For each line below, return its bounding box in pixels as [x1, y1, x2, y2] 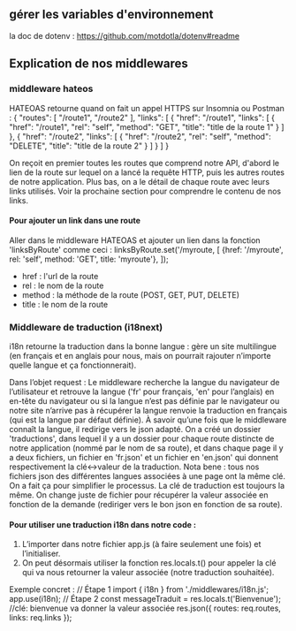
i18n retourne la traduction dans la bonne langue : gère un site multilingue [9, 341, 277, 352]
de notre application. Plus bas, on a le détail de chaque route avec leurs [9, 176, 270, 186]
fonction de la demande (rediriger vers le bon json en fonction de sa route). [9, 499, 283, 509]
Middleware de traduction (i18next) [9, 321, 163, 333]
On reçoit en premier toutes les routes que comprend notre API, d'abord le [9, 157, 280, 168]
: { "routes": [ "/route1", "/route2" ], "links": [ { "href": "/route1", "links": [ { [9, 112, 276, 123]
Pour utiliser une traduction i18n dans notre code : [9, 519, 197, 529]
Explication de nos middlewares [9, 57, 188, 72]
